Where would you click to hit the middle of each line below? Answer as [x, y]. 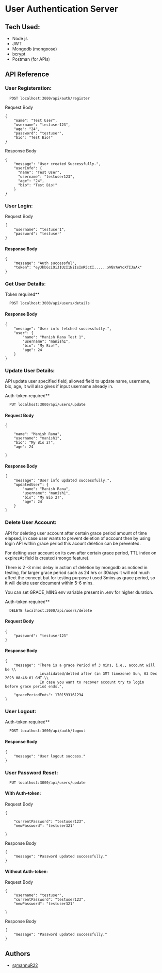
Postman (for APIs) [31, 59]
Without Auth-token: [26, 871]
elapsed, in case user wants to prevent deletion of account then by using [78, 538]
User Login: [19, 206]
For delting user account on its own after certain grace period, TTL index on [81, 553]
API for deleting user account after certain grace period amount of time [76, 533]
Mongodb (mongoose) [34, 49]
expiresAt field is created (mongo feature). [47, 558]
